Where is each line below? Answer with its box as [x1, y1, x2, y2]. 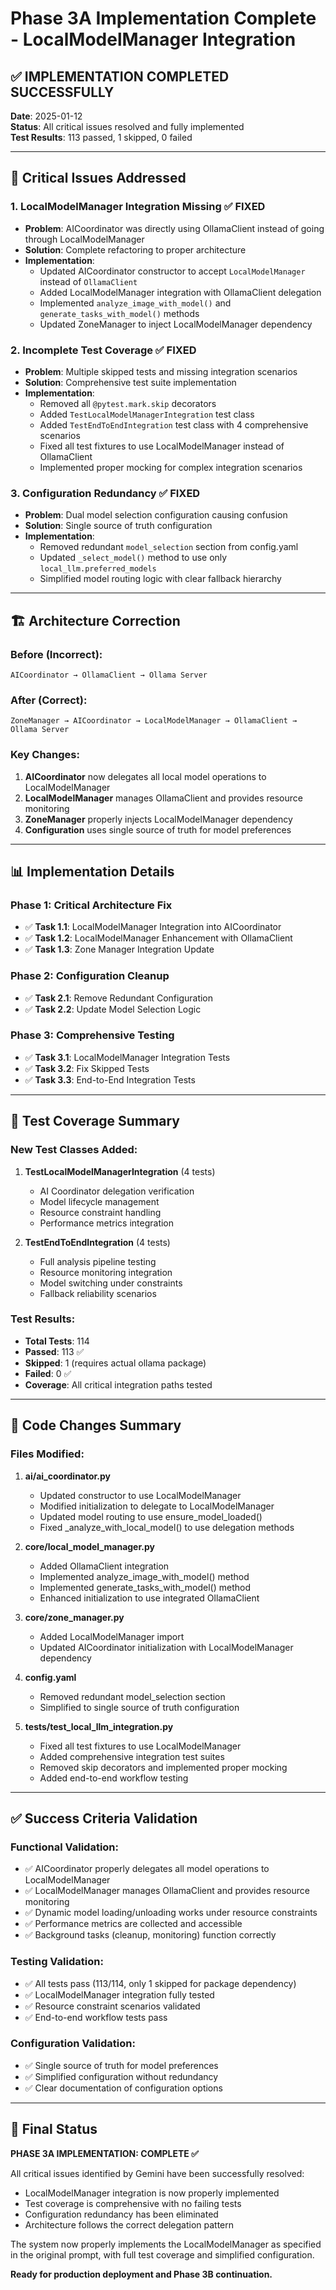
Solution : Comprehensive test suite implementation [24, 376, 237, 388]
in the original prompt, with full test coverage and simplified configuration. [10, 2248, 315, 2261]
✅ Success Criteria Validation [10, 1810, 198, 1827]
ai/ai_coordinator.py [24, 1470, 112, 1482]
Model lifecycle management [39, 1195, 160, 1207]
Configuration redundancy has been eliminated [24, 2208, 219, 2220]
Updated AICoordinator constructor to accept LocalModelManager [39, 265, 306, 277]
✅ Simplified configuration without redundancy [24, 2070, 219, 2082]
